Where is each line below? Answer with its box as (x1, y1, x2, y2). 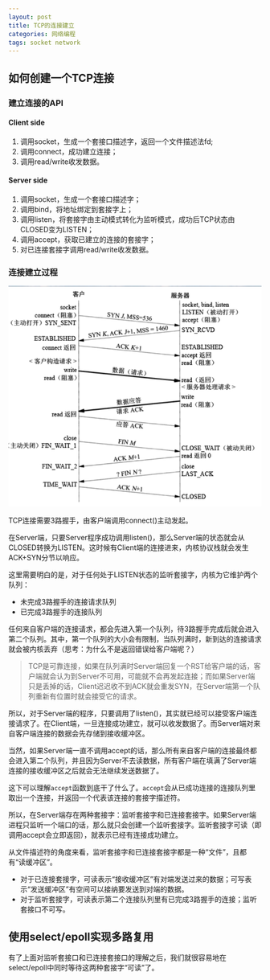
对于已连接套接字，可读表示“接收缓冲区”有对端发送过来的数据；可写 (19, 874, 245, 884)
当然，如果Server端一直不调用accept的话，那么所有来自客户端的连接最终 (8, 745, 251, 755)
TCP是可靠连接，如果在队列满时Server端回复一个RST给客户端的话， (27, 661, 255, 670)
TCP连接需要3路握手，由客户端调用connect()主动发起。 (8, 515, 193, 525)
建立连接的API (8, 97, 64, 109)
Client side (8, 117, 46, 128)
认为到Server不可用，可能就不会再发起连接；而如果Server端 (55, 671, 256, 681)
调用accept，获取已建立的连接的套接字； (19, 234, 156, 244)
